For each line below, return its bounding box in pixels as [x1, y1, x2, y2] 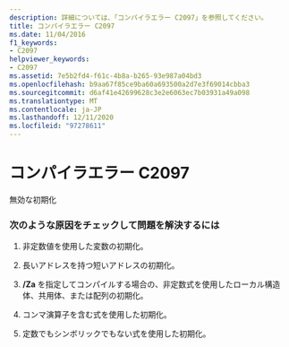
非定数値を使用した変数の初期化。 [21, 241, 149, 252]
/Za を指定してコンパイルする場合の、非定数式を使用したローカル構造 [21, 279, 281, 290]
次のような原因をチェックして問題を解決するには [9, 219, 220, 231]
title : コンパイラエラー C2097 [9, 22, 115, 30]
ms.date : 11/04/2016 [9, 30, 87, 39]
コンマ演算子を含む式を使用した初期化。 [21, 309, 172, 320]
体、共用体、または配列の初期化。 [21, 291, 149, 301]
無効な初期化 [9, 194, 56, 204]
